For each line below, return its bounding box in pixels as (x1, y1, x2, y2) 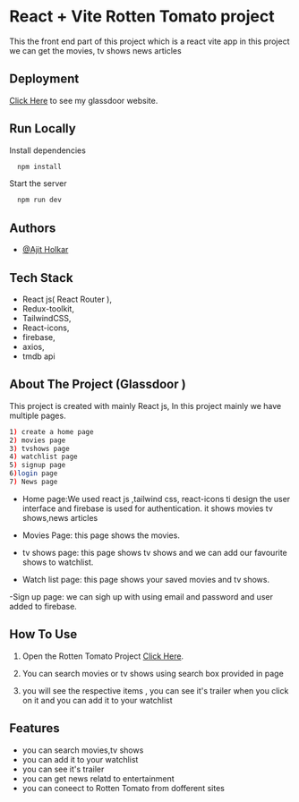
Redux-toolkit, (21, 303, 74, 314)
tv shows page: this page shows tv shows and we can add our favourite (21, 547, 288, 558)
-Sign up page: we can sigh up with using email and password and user (9, 591, 273, 601)
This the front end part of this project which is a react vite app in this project (9, 36, 290, 47)
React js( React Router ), (21, 294, 113, 304)
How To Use (9, 627, 78, 642)
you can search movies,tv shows (21, 745, 144, 755)
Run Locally (9, 121, 76, 136)
